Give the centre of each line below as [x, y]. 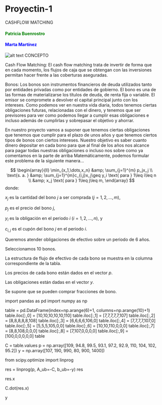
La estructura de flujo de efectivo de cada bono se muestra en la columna [79, 258]
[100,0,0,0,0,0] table [25, 336]
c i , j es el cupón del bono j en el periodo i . [46, 230]
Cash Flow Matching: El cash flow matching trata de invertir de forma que [78, 64]
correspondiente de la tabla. [33, 263]
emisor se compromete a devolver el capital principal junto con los [72, 100]
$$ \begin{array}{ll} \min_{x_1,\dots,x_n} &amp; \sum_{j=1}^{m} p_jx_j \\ [81, 170]
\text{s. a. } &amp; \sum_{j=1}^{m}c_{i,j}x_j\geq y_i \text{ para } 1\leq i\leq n [81, 175]
